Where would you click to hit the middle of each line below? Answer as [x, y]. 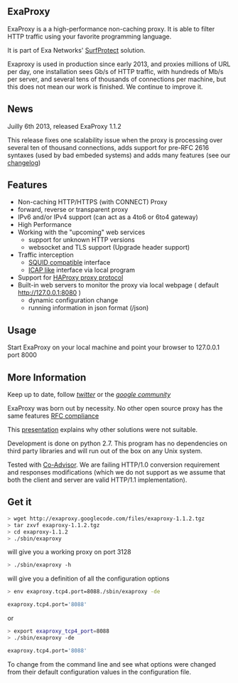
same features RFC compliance [53, 416]
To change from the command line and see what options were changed [112, 664]
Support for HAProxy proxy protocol [70, 277]
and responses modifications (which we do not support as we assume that [117, 472]
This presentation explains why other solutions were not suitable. [102, 430]
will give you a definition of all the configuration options [88, 578]
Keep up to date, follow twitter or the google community [89, 395]
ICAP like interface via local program [81, 270]
